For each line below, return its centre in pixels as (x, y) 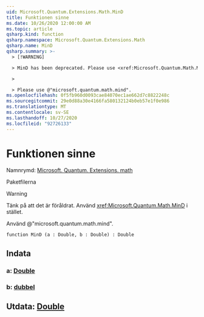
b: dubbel (21, 287)
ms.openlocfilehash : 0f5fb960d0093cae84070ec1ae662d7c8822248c (88, 95)
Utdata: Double (36, 307)
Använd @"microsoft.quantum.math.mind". (60, 224)
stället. (15, 212)
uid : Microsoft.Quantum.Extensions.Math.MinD (65, 12)
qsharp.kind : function (35, 35)
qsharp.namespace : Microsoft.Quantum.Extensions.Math (76, 40)
